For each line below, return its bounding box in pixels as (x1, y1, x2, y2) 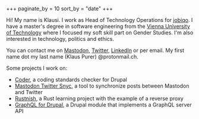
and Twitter (14, 89, 43, 95)
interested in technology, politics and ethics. (6, 36, 115, 42)
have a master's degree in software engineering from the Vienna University (6, 23, 190, 30)
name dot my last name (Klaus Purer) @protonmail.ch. (6, 53, 138, 60)
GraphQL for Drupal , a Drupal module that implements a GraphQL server (14, 101, 192, 108)
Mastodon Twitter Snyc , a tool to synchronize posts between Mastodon (14, 82, 189, 89)
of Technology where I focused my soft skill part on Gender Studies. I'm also (6, 29, 194, 36)
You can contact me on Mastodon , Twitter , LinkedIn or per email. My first (6, 47, 185, 54)
